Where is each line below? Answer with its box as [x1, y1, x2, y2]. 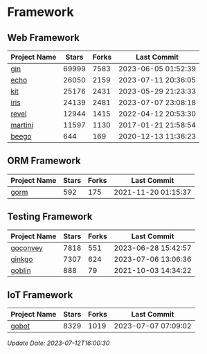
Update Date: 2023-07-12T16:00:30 [7, 339, 110, 347]
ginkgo [10, 254, 33, 264]
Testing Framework [7, 211, 93, 222]
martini [10, 121, 33, 130]
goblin [10, 265, 31, 275]
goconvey [10, 243, 44, 253]
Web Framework [7, 32, 80, 44]
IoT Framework [7, 289, 73, 301]
